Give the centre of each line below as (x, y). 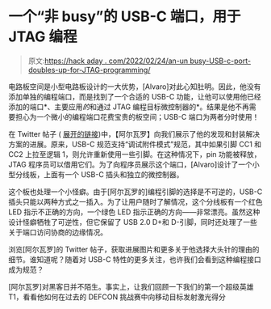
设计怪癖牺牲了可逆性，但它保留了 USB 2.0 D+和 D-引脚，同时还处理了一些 (133, 222)
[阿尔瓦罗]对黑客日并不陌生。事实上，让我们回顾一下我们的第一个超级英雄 (131, 286)
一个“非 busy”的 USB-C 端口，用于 (125, 17)
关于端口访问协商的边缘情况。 (58, 232)
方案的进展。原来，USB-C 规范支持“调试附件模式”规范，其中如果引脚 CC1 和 (135, 144)
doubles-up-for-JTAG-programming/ (89, 70)
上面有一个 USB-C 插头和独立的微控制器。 (113, 174)
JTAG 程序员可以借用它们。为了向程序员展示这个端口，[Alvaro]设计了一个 (130, 164)
